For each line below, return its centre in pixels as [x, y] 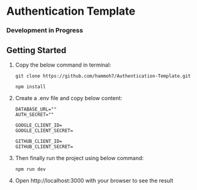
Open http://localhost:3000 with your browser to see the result [94, 180]
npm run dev [30, 169]
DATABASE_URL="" [36, 109]
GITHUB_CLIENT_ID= [39, 141]
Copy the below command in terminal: [63, 65]
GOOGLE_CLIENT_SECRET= [44, 130]
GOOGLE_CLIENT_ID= [39, 125]
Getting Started [36, 50]
